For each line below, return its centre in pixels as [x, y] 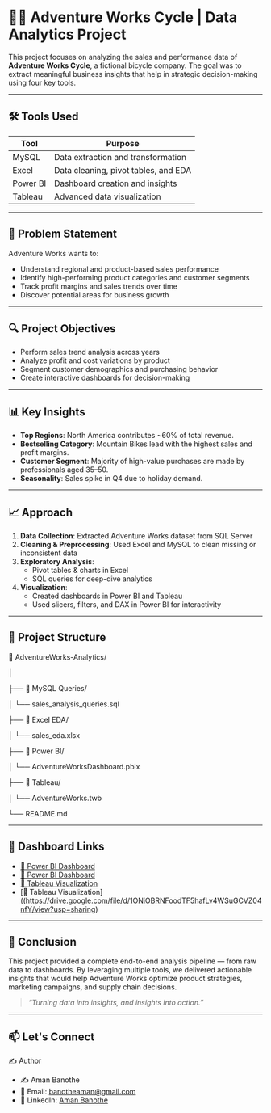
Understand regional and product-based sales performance [119, 269]
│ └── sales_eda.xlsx [44, 735]
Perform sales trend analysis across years [90, 352]
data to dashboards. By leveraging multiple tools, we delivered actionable [130, 970]
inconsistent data [49, 553]
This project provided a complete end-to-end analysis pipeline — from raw [132, 961]
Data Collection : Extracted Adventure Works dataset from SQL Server [136, 536]
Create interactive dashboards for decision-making [105, 378]
